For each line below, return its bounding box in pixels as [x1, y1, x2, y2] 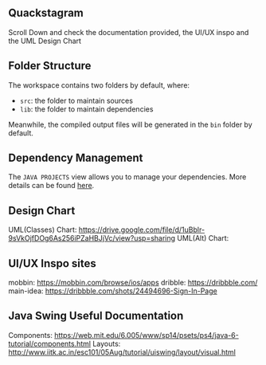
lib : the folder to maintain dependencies [19, 104, 154, 114]
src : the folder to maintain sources [19, 96, 134, 105]
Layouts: [92, 339, 121, 348]
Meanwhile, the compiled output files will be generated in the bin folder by [8, 120, 252, 129]
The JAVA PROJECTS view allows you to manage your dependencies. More [8, 172, 247, 182]
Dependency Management [8, 151, 143, 165]
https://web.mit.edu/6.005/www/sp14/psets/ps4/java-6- [54, 330, 239, 339]
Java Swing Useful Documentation [8, 309, 184, 323]
